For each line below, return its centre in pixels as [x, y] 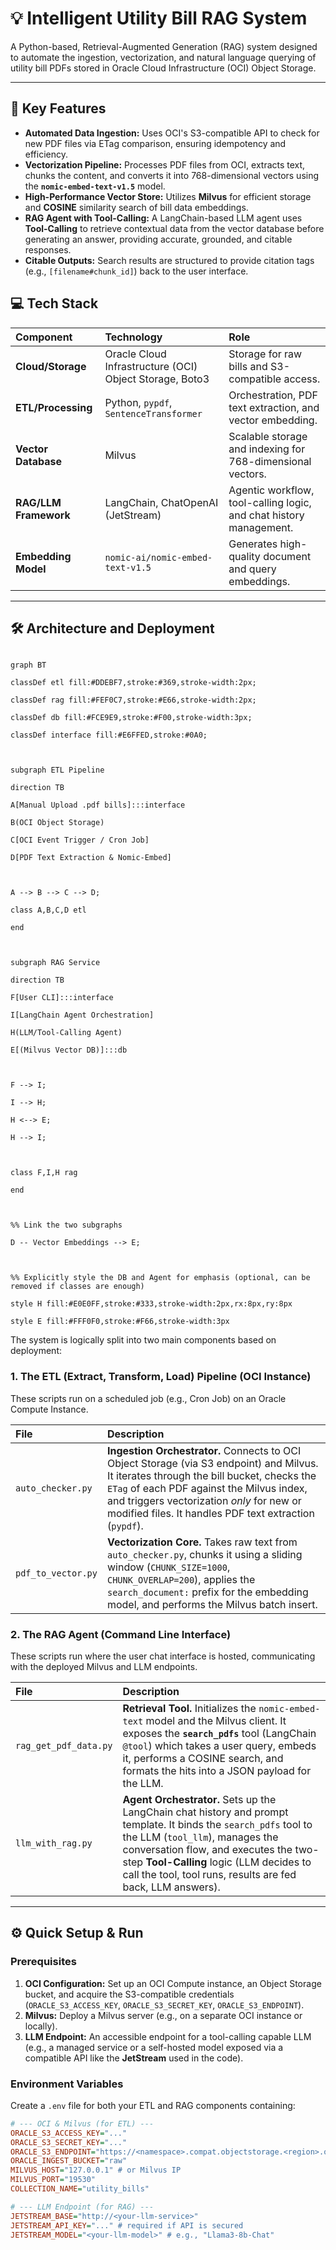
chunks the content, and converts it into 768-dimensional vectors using [172, 175]
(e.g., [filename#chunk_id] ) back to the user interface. [136, 271]
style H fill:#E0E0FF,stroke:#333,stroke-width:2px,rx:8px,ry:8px [151, 1304]
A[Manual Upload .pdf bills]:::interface [98, 805]
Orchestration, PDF [273, 395]
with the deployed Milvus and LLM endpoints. [104, 1666]
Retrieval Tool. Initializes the [189, 1708]
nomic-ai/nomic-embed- [158, 557]
